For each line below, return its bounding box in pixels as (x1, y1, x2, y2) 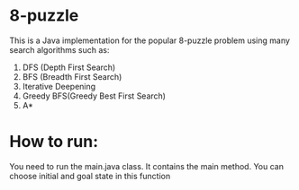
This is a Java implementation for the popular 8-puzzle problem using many (9, 35, 291, 46)
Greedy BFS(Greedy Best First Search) (22, 91, 167, 101)
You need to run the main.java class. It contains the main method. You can (9, 160, 284, 171)
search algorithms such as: (9, 44, 110, 55)
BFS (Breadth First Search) (22, 71, 122, 82)
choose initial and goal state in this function (9, 170, 171, 181)
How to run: (9, 132, 99, 152)
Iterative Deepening (22, 81, 96, 91)
